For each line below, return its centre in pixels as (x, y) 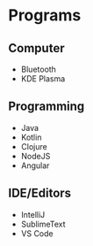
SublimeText (43, 224)
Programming (46, 107)
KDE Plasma (43, 79)
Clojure (34, 146)
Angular (35, 165)
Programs (45, 15)
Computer (36, 48)
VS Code (37, 233)
